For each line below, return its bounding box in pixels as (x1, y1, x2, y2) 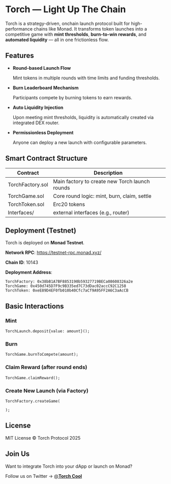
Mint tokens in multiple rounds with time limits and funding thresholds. (12, 75, 160, 81)
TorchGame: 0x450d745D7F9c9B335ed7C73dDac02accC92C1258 (5, 283, 126, 289)
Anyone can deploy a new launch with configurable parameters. (12, 139, 147, 146)
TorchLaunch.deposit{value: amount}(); (5, 329, 90, 334)
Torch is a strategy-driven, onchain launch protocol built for (5, 20, 130, 26)
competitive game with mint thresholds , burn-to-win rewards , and (5, 31, 147, 37)
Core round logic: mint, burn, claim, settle (53, 192, 152, 200)
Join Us (5, 449, 30, 459)
